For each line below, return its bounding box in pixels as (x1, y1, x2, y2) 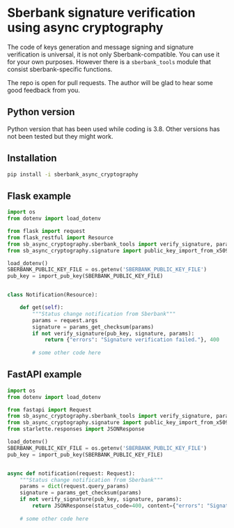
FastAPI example (7, 368, 82, 381)
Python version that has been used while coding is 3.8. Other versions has (7, 124, 221, 133)
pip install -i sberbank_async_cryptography (7, 171, 139, 178)
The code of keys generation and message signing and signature (7, 43, 194, 51)
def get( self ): (19, 304, 64, 311)
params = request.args (32, 317, 98, 324)
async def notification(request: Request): (7, 469, 136, 477)
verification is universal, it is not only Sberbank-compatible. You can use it (7, 50, 220, 59)
